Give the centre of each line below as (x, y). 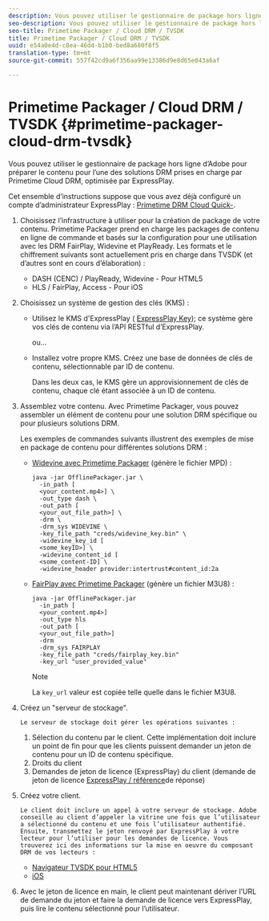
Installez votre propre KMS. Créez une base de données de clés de (143, 357)
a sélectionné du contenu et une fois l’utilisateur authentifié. (133, 824)
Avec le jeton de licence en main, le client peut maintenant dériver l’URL (138, 891)
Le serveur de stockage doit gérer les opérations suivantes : (128, 722)
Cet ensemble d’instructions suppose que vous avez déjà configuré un (125, 196)
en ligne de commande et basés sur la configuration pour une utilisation (139, 237)
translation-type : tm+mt (50, 53)
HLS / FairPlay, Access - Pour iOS (87, 287)
